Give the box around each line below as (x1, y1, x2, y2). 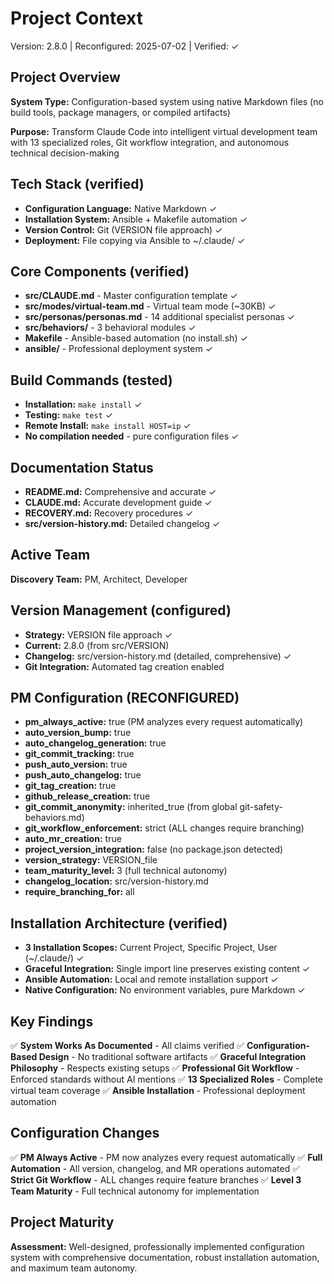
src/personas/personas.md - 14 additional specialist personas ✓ (24, 311, 296, 323)
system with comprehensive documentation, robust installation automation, (10, 1251, 320, 1263)
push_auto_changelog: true (24, 769, 142, 781)
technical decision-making (10, 147, 120, 159)
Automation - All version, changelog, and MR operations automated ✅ (10, 1162, 301, 1174)
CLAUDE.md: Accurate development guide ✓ (24, 497, 213, 508)
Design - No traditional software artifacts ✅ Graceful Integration (38, 1051, 307, 1063)
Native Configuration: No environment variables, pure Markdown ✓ (24, 984, 306, 996)
